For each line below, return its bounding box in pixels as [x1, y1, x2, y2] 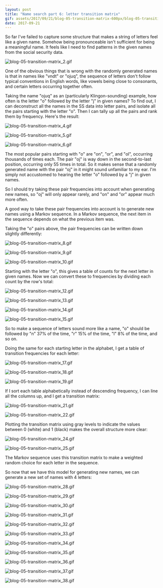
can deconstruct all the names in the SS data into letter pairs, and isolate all [5, 103, 156, 109]
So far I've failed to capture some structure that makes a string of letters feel [5, 34, 158, 40]
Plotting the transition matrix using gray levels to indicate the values [5, 421, 141, 427]
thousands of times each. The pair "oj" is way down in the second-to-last [5, 156, 152, 162]
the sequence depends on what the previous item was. [5, 216, 115, 222]
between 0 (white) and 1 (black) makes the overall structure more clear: [5, 427, 148, 432]
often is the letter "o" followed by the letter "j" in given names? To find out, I [5, 98, 156, 104]
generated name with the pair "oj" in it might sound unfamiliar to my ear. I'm [5, 167, 156, 173]
